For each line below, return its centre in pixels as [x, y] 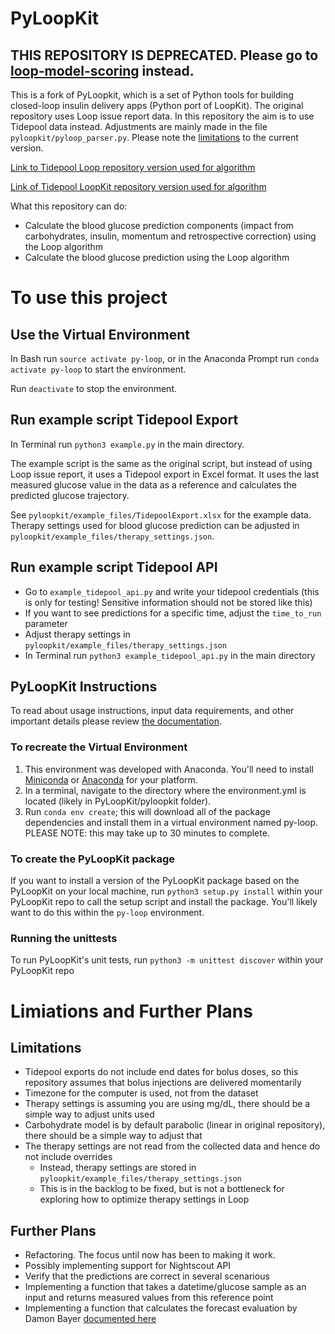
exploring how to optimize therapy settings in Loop [144, 1199]
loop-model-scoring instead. [102, 70]
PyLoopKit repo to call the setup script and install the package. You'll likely [164, 902]
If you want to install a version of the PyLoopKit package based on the [155, 881]
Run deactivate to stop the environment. [94, 388]
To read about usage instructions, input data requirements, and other [152, 711]
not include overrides [68, 1157]
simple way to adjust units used [89, 1114]
